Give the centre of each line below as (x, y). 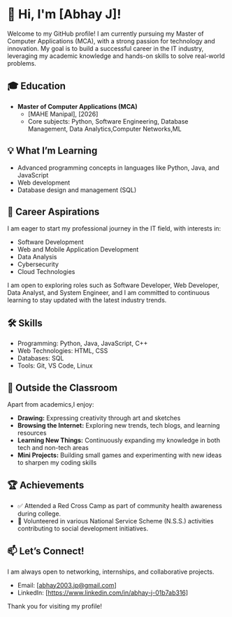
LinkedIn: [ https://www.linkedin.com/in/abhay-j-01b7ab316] (103, 593)
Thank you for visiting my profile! (55, 606)
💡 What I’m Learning (52, 151)
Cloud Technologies (46, 272)
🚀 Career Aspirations (53, 211)
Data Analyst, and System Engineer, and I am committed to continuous (109, 293)
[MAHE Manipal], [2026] (63, 114)
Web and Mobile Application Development (78, 249)
